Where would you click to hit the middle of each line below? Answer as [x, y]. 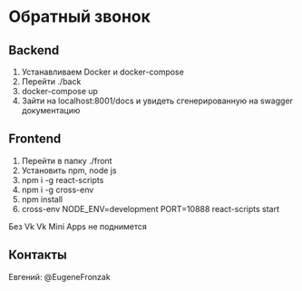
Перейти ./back [51, 82]
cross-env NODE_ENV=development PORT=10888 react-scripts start [151, 209]
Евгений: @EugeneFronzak [59, 276]
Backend [34, 50]
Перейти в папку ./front [67, 160]
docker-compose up [60, 91]
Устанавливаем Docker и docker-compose [103, 72]
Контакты [38, 255]
